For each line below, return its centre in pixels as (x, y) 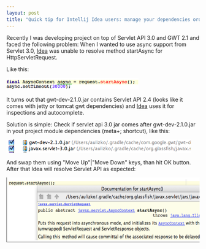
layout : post (23, 13)
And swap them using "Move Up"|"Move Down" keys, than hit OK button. (99, 162)
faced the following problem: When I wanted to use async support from (97, 44)
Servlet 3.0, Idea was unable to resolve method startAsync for (85, 51)
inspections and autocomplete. (45, 112)
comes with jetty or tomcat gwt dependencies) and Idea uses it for (90, 106)
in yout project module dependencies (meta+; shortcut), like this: (88, 131)
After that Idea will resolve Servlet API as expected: (71, 169)
